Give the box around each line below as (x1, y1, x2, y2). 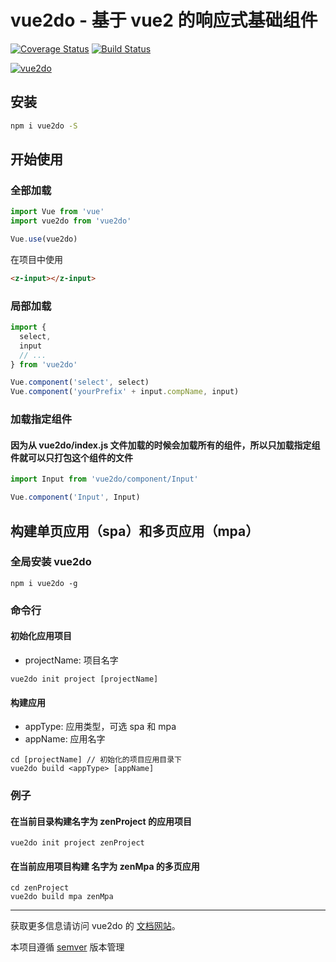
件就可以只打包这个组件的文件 (10, 451, 133, 463)
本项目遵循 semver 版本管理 (10, 941, 125, 953)
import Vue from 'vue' (10, 207, 105, 217)
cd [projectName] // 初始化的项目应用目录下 (10, 755, 182, 765)
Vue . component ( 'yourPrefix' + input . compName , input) (10, 387, 240, 397)
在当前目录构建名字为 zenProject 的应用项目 (10, 815, 192, 827)
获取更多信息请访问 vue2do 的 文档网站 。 (10, 920, 181, 932)
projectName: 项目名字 (24, 654, 119, 666)
